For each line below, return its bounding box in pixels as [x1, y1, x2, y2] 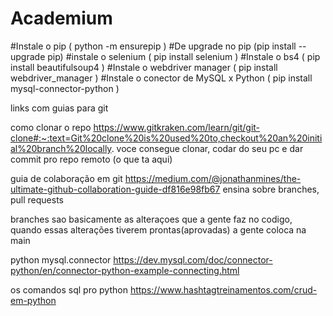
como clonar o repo [10, 121, 92, 133]
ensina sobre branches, [222, 183, 320, 195]
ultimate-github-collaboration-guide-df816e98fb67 [10, 183, 221, 195]
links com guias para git [10, 102, 109, 114]
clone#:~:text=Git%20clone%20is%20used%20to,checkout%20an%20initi [10, 132, 323, 144]
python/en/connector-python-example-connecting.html [10, 264, 240, 276]
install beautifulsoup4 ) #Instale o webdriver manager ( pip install [10, 61, 278, 73]
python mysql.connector [10, 253, 112, 266]
